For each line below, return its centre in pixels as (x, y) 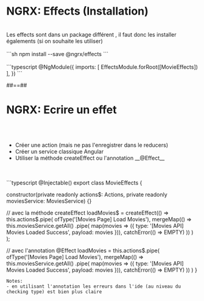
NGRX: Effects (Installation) (78, 11)
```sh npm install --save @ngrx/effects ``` (57, 54)
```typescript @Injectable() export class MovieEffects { (74, 182)
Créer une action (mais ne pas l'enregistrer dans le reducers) (92, 145)
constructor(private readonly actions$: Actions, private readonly (87, 194)
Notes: (15, 281)
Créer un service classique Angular (59, 151)
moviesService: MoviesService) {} (49, 201)
